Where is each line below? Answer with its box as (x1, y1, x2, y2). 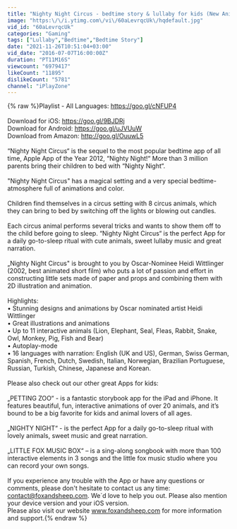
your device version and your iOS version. (7, 499, 129, 508)
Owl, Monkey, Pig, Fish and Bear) (7, 334, 104, 343)
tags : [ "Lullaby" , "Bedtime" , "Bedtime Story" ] (7, 37, 143, 44)
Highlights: (7, 297, 39, 305)
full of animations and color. (43, 184, 125, 193)
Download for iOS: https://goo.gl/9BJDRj (7, 117, 125, 126)
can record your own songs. (7, 461, 90, 470)
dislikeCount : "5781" (7, 75, 71, 83)
